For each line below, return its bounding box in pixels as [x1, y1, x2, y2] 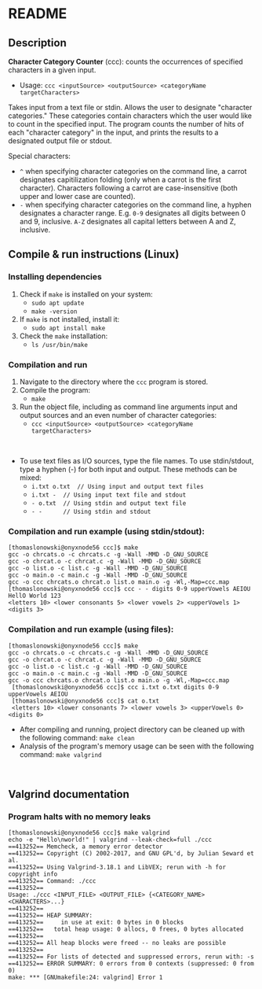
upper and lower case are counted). [19, 192, 136, 201]
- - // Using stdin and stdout [31, 507, 151, 515]
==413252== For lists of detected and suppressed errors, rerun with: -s [8, 953, 255, 961]
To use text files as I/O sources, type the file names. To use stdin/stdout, [19, 456, 254, 465]
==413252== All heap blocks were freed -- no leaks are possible [8, 939, 226, 947]
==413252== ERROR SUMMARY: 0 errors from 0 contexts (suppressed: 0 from [8, 960, 255, 968]
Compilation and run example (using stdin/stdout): [8, 526, 206, 537]
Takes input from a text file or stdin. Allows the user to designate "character [8, 103, 253, 112]
